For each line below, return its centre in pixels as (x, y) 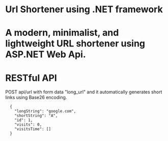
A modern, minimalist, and (62, 33)
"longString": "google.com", (45, 111)
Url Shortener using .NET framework (84, 9)
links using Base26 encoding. (36, 98)
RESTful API (31, 78)
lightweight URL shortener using (75, 44)
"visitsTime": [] (33, 129)
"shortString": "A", (36, 116)
